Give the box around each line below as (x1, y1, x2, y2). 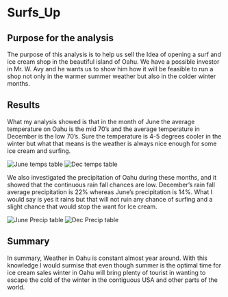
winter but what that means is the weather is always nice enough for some (7, 139, 217, 147)
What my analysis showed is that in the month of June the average (7, 117, 195, 126)
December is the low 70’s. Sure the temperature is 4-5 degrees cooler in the (7, 132, 222, 140)
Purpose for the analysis (7, 32, 114, 44)
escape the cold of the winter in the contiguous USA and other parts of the (7, 276, 218, 284)
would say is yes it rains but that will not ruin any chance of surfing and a (7, 195, 213, 203)
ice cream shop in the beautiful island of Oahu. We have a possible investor (7, 58, 220, 66)
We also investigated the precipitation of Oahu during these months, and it (7, 173, 217, 181)
